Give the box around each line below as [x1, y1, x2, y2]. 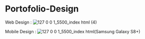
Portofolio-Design [5, 3, 79, 14]
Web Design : [5, 19, 32, 25]
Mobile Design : [5, 28, 36, 34]
